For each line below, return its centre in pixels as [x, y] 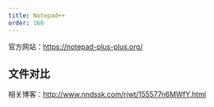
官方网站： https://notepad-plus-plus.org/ [76, 46]
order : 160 [26, 23]
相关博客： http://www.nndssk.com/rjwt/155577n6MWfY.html [107, 94]
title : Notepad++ [37, 15]
